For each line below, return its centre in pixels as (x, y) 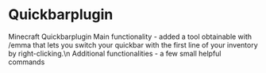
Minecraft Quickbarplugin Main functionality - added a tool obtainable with (130, 36)
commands (27, 62)
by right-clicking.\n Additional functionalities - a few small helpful (115, 53)
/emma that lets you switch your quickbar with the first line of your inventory (133, 44)
